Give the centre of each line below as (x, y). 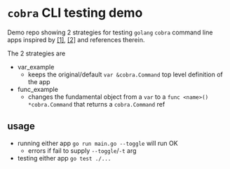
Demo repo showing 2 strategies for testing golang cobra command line (110, 32)
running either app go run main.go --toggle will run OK (97, 143)
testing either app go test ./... (64, 158)
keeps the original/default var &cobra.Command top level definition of (125, 74)
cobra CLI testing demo (75, 13)
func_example (38, 89)
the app (39, 81)
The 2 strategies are (36, 53)
